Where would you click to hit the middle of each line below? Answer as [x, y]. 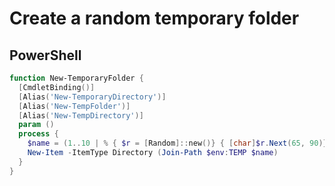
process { [38, 134]
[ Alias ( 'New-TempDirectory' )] [81, 115]
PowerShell [45, 55]
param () [36, 125]
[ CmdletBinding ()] [57, 87]
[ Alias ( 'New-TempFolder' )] [74, 106]
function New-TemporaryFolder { [76, 78]
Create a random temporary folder [154, 18]
